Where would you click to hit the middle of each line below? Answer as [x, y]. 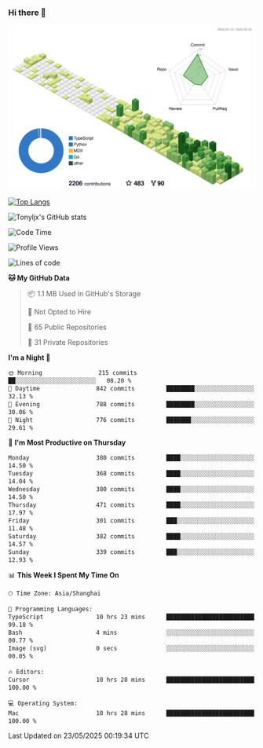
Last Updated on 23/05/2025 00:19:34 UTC [79, 736]
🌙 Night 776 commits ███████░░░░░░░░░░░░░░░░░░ [131, 420]
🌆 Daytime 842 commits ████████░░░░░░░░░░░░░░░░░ [131, 389]
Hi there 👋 [27, 13]
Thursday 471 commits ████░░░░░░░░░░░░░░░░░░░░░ [131, 505]
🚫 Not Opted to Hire [59, 312]
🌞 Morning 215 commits [73, 373]
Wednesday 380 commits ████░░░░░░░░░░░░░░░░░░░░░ [131, 489]
